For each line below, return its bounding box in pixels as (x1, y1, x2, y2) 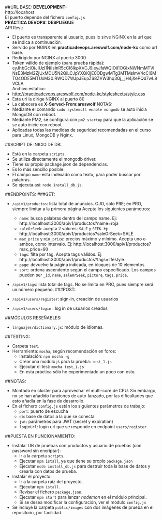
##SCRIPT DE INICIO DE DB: (5, 142, 62, 147)
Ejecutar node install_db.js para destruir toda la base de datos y (19, 463, 151, 469)
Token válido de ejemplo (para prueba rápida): (12, 60, 105, 66)
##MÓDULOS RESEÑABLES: (5, 315, 62, 320)
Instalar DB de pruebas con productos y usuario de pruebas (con (12, 443, 142, 448)
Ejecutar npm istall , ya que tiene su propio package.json (19, 458, 133, 464)
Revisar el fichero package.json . (19, 489, 83, 495)
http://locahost (5, 9, 35, 15)
